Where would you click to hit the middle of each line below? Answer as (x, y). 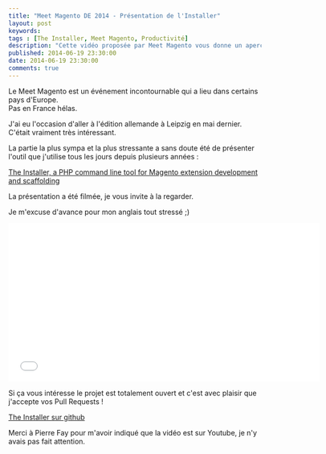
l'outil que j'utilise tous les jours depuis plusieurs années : (104, 156)
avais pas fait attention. (47, 441)
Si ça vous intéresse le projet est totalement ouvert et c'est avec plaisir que (132, 393)
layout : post (30, 23)
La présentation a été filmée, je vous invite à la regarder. (101, 196)
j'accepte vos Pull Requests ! (56, 401)
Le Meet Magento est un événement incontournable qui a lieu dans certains (133, 91)
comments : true (34, 68)
